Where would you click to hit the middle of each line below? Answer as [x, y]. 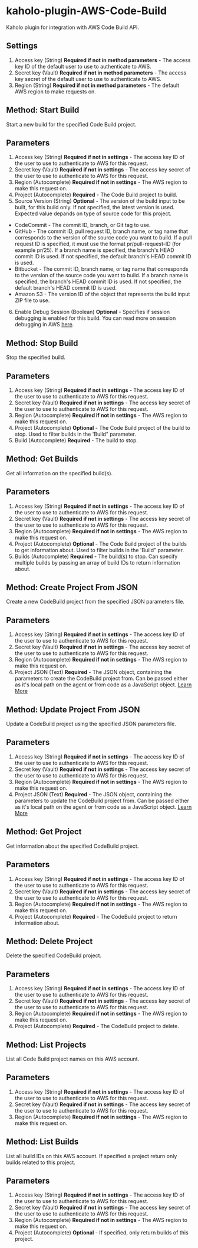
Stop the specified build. [36, 357]
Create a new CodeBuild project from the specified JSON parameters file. [95, 602]
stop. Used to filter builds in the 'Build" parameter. [75, 434]
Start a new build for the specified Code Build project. [71, 124]
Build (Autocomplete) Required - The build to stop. [76, 440]
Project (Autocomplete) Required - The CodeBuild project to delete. [97, 1026]
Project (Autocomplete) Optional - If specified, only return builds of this [101, 1233]
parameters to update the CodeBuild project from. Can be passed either [102, 800]
